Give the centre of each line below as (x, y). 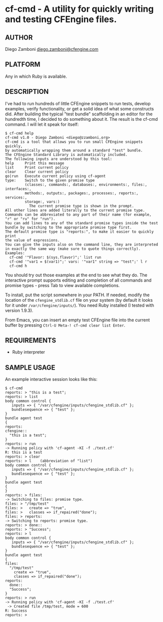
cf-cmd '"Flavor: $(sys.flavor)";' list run (55, 257)
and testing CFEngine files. (61, 19)
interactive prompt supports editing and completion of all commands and (78, 280)
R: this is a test (24, 453)
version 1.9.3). (19, 310)
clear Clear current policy (37, 172)
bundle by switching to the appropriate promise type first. (69, 227)
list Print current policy (37, 167)
